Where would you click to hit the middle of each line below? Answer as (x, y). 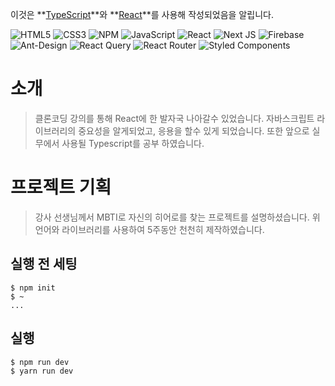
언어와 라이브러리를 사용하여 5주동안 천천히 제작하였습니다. (149, 229)
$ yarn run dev (42, 371)
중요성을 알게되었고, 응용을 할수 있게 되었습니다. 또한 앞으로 (194, 130)
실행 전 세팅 (44, 264)
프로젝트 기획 (61, 187)
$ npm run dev (40, 362)
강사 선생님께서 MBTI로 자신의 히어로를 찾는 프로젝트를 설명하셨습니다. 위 (177, 217)
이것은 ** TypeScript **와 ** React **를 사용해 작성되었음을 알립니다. (142, 14)
